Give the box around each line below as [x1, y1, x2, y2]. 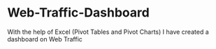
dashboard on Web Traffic [7, 35, 82, 43]
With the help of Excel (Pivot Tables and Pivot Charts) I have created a [7, 28, 210, 36]
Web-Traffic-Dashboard [7, 5, 150, 21]
